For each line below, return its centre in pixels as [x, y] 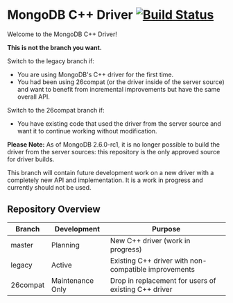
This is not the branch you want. [54, 47]
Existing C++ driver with [149, 261]
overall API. [33, 97]
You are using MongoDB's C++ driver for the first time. [95, 74]
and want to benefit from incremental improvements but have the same [119, 89]
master [22, 245]
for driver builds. [31, 159]
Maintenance [72, 280]
